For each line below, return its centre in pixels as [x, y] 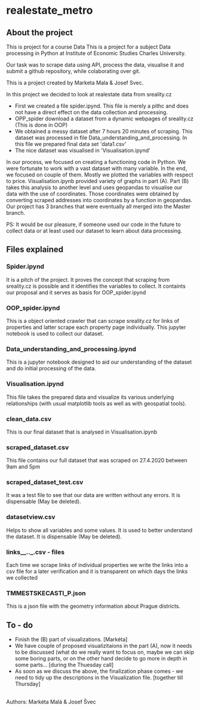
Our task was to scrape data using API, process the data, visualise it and [95, 65]
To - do [20, 625]
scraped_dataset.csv [38, 447]
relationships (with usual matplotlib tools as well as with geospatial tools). [96, 403]
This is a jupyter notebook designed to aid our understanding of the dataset [99, 362]
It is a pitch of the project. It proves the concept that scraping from [88, 279]
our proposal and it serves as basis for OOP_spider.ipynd [76, 292]
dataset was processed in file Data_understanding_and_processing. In [101, 138]
